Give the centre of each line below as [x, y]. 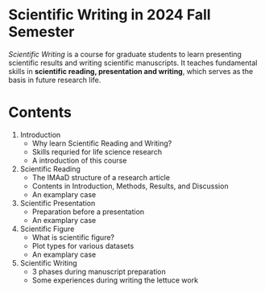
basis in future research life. [55, 80]
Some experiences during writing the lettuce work [115, 280]
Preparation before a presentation [88, 212]
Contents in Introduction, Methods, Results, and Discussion [130, 186]
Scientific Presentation [58, 203]
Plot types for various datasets [83, 246]
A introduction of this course [79, 160]
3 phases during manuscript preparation [99, 271]
